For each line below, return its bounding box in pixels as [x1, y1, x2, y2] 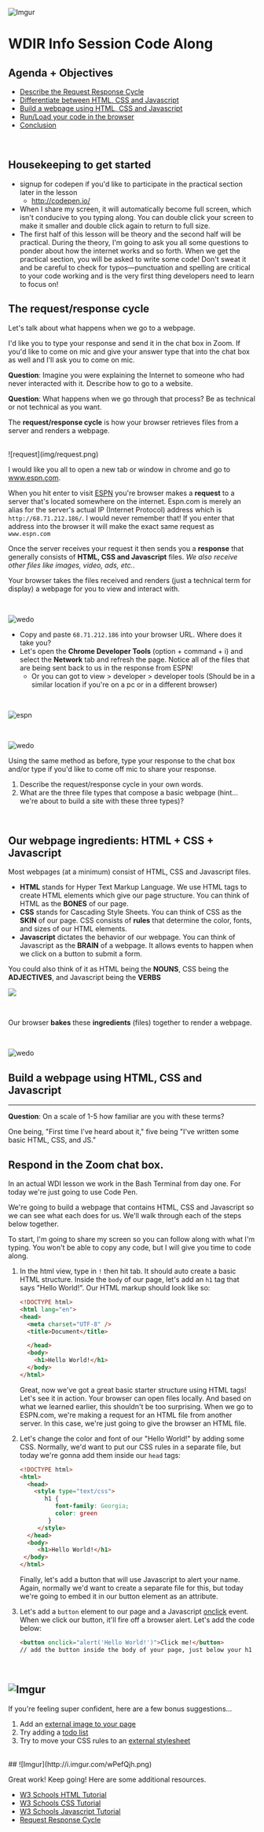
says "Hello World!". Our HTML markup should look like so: [19, 1283, 211, 1293]
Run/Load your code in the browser [19, 112, 135, 121]
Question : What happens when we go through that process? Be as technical [8, 394, 255, 403]
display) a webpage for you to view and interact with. [8, 584, 181, 593]
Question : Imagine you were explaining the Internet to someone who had [8, 370, 245, 380]
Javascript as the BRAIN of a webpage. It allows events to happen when [19, 941, 254, 950]
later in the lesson [19, 187, 78, 196]
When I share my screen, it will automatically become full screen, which [19, 204, 251, 214]
